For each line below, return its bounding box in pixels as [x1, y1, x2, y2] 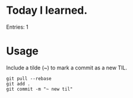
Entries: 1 [6, 23, 28, 30]
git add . [6, 81, 31, 87]
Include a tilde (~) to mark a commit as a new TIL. [6, 64, 128, 71]
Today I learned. [6, 4, 88, 17]
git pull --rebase [6, 75, 52, 81]
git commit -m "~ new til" [6, 86, 73, 92]
